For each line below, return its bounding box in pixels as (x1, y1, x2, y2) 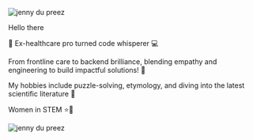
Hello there (8, 23, 44, 32)
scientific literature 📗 (8, 89, 76, 98)
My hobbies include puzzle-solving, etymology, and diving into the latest (8, 81, 245, 90)
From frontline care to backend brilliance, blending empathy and (8, 57, 217, 66)
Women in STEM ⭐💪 (8, 105, 74, 114)
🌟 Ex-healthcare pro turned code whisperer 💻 (8, 39, 159, 47)
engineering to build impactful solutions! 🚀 (8, 66, 146, 74)
